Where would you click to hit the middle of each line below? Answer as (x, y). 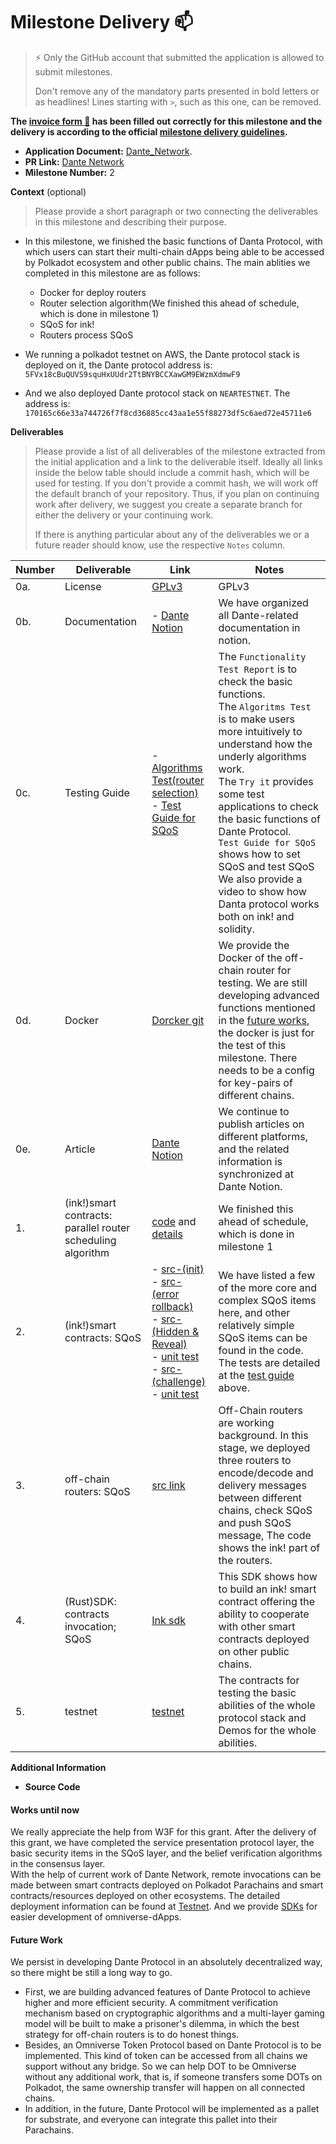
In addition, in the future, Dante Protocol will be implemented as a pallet (172, 2109)
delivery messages (262, 1485)
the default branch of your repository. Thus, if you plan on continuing (177, 493)
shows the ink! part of (269, 1547)
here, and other (254, 1312)
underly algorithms (262, 756)
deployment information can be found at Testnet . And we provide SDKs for (164, 1906)
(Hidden (170, 1331)
